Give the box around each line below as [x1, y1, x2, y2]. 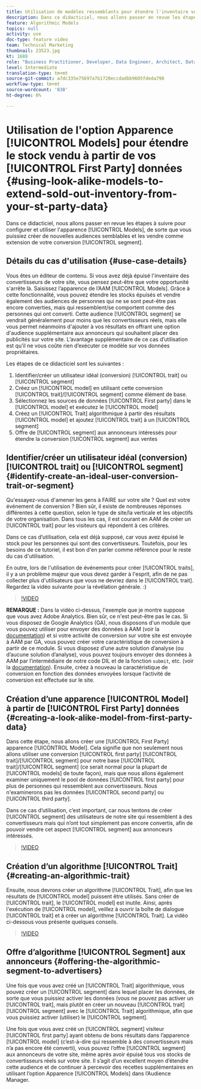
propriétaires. [6, 348, 40, 355]
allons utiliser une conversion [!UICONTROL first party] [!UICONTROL [6, 751, 178, 758]
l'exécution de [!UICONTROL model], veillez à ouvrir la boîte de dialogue [6, 905, 184, 912]
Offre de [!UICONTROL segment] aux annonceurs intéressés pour [14, 429, 178, 436]
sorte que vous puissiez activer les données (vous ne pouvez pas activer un [6, 994, 194, 1002]
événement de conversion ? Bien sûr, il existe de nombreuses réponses [6, 503, 182, 510]
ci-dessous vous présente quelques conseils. [6, 918, 118, 925]
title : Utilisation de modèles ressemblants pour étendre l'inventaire [6, 8, 188, 15]
